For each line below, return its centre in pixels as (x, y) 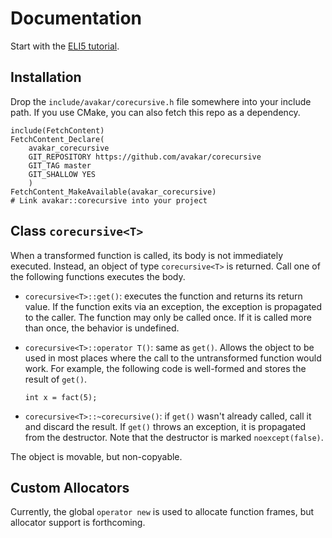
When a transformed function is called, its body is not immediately (147, 255)
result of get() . (56, 379)
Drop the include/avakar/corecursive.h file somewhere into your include (161, 101)
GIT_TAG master (60, 165)
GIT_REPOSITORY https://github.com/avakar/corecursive (145, 157)
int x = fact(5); (61, 397)
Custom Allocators (70, 487)
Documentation (76, 18)
